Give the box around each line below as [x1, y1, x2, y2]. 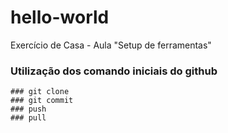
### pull [10, 113, 47, 123]
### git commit [10, 96, 74, 106]
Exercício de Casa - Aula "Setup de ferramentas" [10, 39, 212, 51]
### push [10, 104, 47, 115]
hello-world [10, 6, 110, 29]
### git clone [10, 87, 70, 97]
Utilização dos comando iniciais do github [10, 64, 218, 78]
